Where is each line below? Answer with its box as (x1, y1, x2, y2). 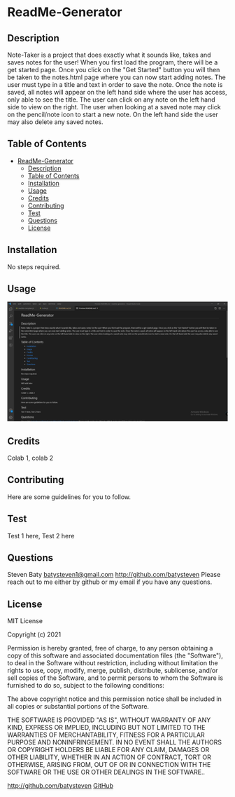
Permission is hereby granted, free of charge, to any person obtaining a (7, 644, 213, 653)
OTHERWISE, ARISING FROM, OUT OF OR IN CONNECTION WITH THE (7, 761, 211, 769)
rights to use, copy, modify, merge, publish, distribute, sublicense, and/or (7, 667, 218, 675)
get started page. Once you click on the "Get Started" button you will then (7, 66, 220, 74)
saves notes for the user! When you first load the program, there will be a (7, 58, 218, 67)
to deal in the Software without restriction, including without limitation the (7, 659, 218, 667)
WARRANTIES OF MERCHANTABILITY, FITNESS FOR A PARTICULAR (7, 730, 205, 740)
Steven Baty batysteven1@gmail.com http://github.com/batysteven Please (7, 571, 221, 579)
